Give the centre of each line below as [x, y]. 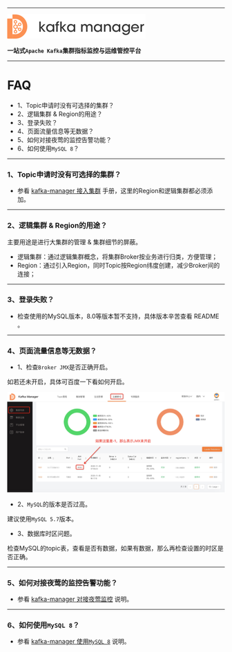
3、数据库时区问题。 [46, 533]
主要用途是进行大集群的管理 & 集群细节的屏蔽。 [74, 241]
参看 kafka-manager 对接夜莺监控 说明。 [75, 599]
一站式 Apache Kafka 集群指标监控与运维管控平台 [74, 50]
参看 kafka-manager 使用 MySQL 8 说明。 [74, 642]
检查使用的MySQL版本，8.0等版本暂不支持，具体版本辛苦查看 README [118, 316]
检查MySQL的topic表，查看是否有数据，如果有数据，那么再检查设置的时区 [112, 548]
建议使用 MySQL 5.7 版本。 [42, 519]
